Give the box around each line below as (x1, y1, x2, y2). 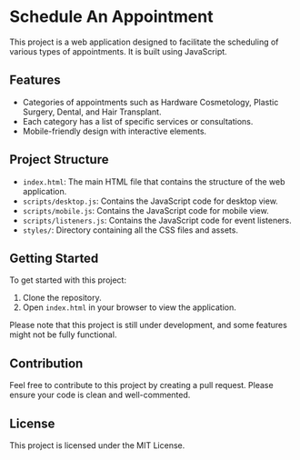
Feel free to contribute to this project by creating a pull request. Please (9, 380, 275, 391)
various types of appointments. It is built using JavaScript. (9, 45, 227, 56)
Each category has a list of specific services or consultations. (22, 115, 254, 126)
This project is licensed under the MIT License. (9, 440, 185, 451)
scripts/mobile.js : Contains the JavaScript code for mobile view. (22, 205, 270, 215)
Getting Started (9, 250, 99, 265)
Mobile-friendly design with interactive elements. (22, 125, 207, 136)
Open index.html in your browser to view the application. (22, 302, 236, 313)
